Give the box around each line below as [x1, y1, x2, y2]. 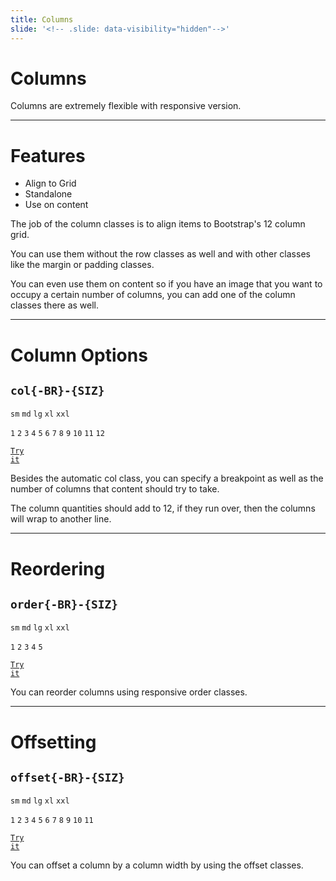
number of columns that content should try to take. [10, 483, 220, 495]
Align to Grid [24, 177, 77, 190]
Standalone [24, 188, 73, 200]
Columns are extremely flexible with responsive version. [10, 100, 242, 112]
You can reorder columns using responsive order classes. [10, 686, 248, 698]
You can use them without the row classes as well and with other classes [10, 248, 311, 260]
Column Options [10, 344, 148, 366]
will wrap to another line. [10, 513, 112, 525]
